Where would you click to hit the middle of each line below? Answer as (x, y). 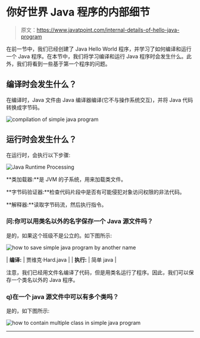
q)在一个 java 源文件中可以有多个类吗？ (62, 297)
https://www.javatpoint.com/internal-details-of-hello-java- (108, 30)
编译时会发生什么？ (41, 84)
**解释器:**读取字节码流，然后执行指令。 (57, 204)
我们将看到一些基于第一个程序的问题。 (63, 64)
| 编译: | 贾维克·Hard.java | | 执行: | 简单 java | (62, 259)
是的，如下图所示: (28, 311)
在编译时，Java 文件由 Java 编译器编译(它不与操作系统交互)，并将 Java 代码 (100, 100)
